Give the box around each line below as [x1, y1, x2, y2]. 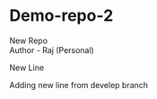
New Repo [9, 35, 48, 46]
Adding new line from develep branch [9, 79, 149, 90]
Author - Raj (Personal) [9, 44, 94, 55]
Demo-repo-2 [9, 5, 114, 26]
